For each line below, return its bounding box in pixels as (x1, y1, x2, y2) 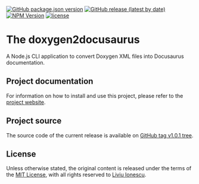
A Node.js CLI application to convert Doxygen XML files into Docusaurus (6, 53, 184, 60)
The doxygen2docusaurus (6, 33, 140, 47)
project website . (6, 99, 46, 106)
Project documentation (6, 76, 94, 87)
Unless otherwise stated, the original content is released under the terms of (6, 165, 192, 172)
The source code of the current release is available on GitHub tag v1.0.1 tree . (6, 131, 194, 139)
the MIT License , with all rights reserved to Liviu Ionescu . (6, 171, 147, 179)
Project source (6, 116, 62, 126)
